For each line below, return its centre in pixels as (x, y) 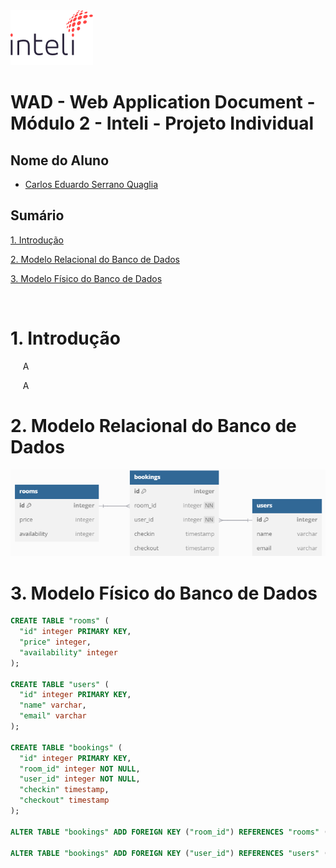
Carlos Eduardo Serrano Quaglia (91, 184)
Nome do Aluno (60, 160)
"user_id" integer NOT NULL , (80, 779)
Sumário (37, 215)
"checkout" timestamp (64, 800)
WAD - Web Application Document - (163, 102)
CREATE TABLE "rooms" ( (60, 621)
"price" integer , (55, 642)
